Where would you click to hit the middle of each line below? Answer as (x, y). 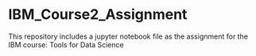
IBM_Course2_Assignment (98, 15)
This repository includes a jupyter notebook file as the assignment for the (128, 36)
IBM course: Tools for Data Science (66, 44)
